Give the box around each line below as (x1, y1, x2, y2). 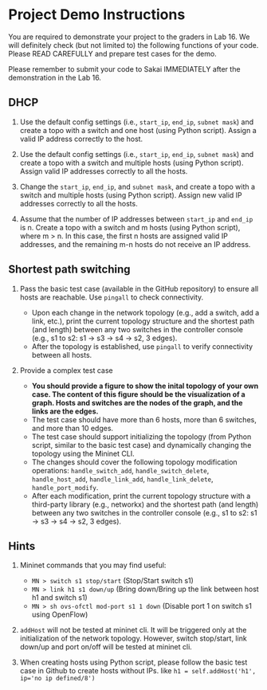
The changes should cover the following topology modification (31, 457, 238, 467)
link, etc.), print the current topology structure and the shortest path (31, 316, 255, 326)
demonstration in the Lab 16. (8, 73, 102, 82)
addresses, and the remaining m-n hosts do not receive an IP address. (19, 239, 251, 249)
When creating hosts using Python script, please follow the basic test (19, 657, 248, 667)
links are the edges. (31, 406, 99, 416)
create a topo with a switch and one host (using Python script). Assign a (19, 125, 257, 135)
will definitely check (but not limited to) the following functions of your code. (8, 40, 259, 49)
